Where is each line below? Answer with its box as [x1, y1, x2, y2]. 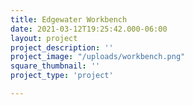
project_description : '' [10, 42, 114, 53]
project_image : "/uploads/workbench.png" [10, 52, 186, 62]
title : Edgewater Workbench [10, 14, 128, 25]
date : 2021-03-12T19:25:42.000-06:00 [10, 24, 168, 34]
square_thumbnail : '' [10, 61, 101, 71]
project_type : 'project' [10, 71, 114, 81]
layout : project [10, 33, 78, 43]
